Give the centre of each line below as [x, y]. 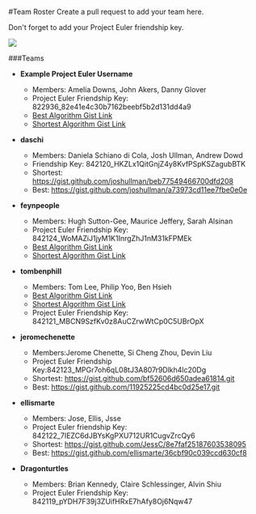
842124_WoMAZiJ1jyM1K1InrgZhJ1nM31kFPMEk [112, 238]
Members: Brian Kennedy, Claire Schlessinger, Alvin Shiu [127, 484]
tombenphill [41, 271]
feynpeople [40, 205]
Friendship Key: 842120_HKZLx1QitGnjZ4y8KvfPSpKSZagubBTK [139, 164]
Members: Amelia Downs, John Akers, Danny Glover [119, 89]
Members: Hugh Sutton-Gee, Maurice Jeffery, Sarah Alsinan [132, 221]
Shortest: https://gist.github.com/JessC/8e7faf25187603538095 [139, 444]
